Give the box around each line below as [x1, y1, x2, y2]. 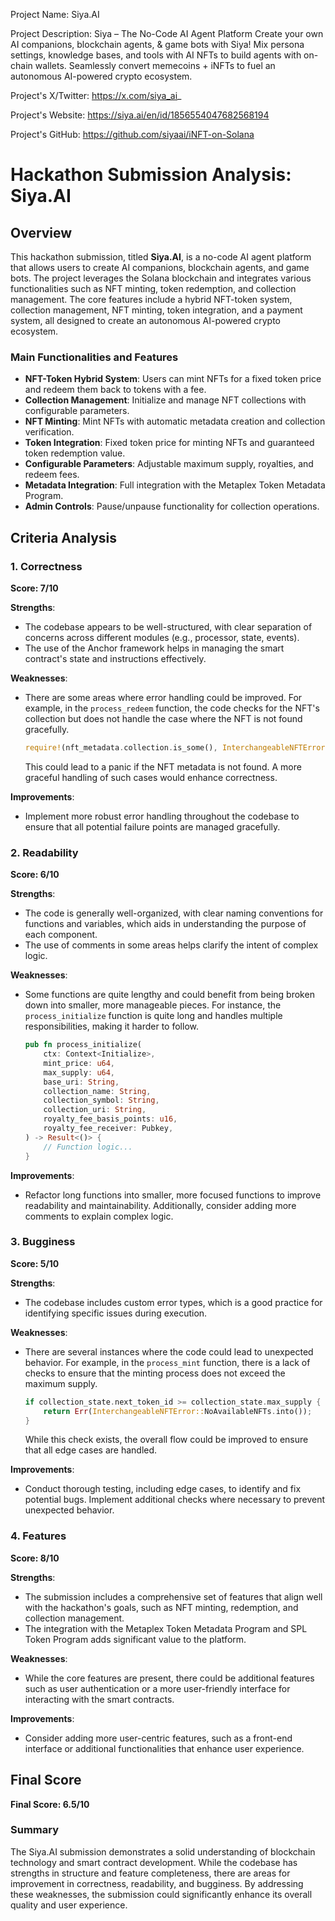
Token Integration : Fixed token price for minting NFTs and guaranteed [24, 437, 315, 449]
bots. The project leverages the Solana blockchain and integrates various [10, 272, 312, 284]
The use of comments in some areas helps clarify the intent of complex [24, 939, 319, 951]
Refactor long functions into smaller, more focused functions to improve [24, 1189, 322, 1201]
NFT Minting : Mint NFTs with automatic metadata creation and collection [24, 415, 326, 428]
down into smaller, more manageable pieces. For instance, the [24, 999, 282, 1011]
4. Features [10, 1529, 67, 1543]
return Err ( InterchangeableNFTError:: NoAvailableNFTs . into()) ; [43, 1406, 313, 1416]
